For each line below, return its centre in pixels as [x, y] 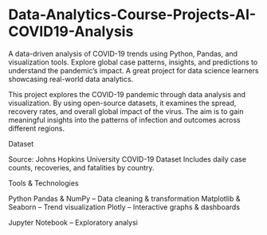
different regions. [37, 128]
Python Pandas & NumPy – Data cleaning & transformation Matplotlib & [124, 198]
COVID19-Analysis [71, 31]
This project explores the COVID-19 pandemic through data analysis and [127, 94]
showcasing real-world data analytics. [71, 79]
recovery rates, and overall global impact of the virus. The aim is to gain [126, 111]
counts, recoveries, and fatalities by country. [81, 167]
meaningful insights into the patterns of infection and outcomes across [124, 119]
